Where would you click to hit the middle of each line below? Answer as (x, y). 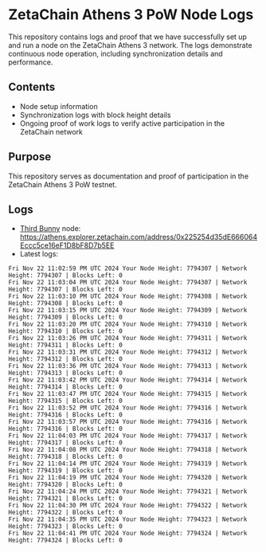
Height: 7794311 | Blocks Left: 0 (66, 345)
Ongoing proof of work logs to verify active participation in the (122, 123)
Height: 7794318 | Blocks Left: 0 (66, 457)
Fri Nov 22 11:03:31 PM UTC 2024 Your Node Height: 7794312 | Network (128, 352)
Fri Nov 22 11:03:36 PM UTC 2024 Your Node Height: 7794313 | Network (128, 366)
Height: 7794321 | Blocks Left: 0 (66, 499)
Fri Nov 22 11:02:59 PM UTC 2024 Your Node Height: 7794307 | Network (128, 268)
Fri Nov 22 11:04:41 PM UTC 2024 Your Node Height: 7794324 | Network (128, 534)
